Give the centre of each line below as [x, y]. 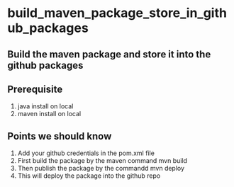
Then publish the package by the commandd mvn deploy [101, 169]
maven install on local [49, 114]
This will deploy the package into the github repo [89, 176]
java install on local [45, 106]
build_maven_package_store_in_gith [117, 13]
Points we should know [60, 136]
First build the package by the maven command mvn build [102, 161]
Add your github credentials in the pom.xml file [86, 153]
